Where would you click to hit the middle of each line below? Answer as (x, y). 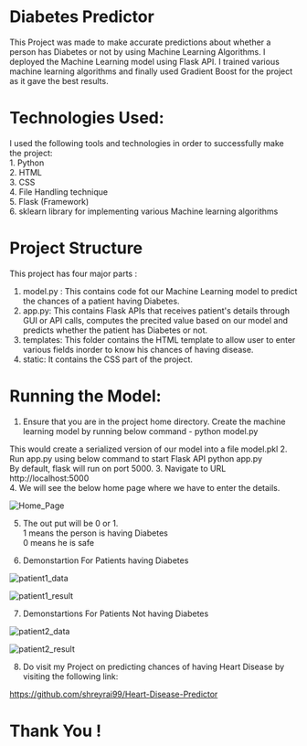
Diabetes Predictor (82, 17)
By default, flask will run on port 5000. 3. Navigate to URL (118, 468)
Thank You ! (56, 731)
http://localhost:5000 (49, 478)
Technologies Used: (87, 118)
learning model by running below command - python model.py (140, 431)
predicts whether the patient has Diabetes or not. (115, 330)
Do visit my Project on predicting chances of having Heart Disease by (153, 666)
